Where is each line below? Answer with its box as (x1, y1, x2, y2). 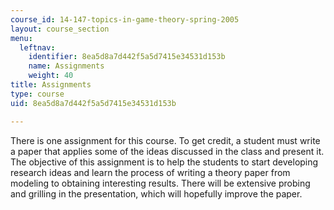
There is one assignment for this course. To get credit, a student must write (10, 134, 321, 146)
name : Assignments (28, 61, 105, 71)
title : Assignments (10, 80, 92, 90)
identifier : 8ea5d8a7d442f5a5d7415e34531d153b (28, 52, 226, 62)
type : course (10, 89, 65, 99)
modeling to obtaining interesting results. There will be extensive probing (10, 177, 311, 189)
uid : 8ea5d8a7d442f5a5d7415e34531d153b (10, 98, 177, 108)
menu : (10, 33, 33, 43)
